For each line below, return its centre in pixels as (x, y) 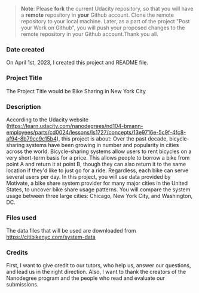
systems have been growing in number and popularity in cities (102, 145)
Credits (17, 252)
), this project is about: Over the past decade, (112, 138)
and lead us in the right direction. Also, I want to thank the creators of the (96, 272)
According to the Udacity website (47, 120)
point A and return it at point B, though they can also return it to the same (96, 164)
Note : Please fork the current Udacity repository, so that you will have (107, 9)
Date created (25, 49)
